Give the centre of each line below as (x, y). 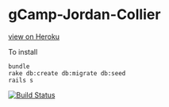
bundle (19, 66)
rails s (21, 80)
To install (23, 52)
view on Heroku (34, 36)
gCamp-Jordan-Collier (84, 15)
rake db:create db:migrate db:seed (67, 73)
